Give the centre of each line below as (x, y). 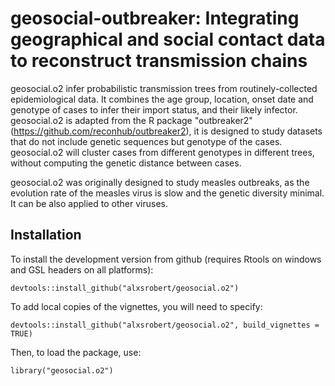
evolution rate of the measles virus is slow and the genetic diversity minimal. (167, 193)
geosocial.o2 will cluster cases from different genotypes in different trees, (162, 152)
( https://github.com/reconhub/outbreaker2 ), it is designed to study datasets (166, 131)
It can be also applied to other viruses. (89, 203)
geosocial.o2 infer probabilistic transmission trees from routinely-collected (164, 88)
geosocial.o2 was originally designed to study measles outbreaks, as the (160, 182)
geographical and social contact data (168, 39)
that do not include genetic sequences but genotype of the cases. (146, 141)
